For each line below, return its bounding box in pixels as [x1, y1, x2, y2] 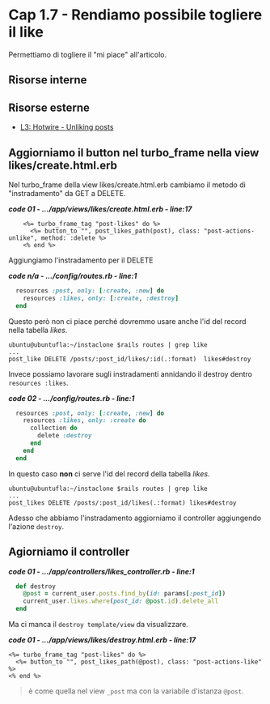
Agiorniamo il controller [8, 545, 130, 559]
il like [8, 23, 44, 41]
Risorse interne [8, 73, 87, 87]
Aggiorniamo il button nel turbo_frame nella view [8, 146, 259, 160]
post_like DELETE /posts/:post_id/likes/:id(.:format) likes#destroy [8, 355, 251, 363]
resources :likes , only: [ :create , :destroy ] [23, 294, 179, 302]
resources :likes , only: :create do [23, 416, 147, 425]
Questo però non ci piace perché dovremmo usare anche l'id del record [8, 316, 247, 326]
